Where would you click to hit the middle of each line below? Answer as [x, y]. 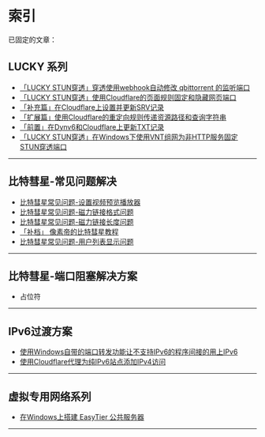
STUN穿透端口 [43, 146]
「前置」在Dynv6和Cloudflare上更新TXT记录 [91, 126]
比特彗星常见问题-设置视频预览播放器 [80, 202]
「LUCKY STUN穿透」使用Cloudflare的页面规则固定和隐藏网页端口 [128, 97]
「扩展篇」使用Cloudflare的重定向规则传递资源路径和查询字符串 [123, 117]
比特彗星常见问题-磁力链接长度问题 [77, 221]
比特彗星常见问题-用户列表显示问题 [77, 241]
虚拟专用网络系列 [50, 396]
